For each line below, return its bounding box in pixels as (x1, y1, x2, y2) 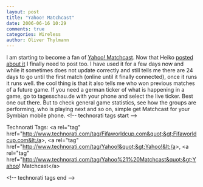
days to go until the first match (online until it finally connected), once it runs (6, 73, 198, 80)
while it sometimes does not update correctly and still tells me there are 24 (6, 67, 193, 73)
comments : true (6, 25, 45, 32)
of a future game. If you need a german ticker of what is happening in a (6, 86, 185, 93)
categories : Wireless (6, 32, 61, 38)
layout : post (6, 8, 40, 15)
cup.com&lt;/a (6, 137, 41, 143)
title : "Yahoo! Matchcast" (6, 15, 75, 21)
